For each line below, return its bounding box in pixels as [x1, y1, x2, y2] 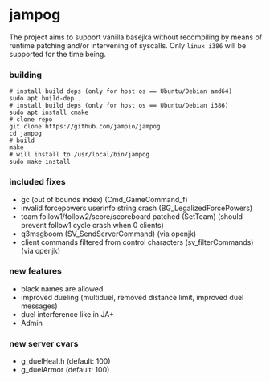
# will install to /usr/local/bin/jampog [9, 151, 150, 159]
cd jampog [9, 130, 43, 138]
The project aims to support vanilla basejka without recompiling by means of [9, 32, 263, 42]
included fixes [9, 177, 67, 188]
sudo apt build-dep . [9, 95, 82, 103]
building [9, 69, 43, 80]
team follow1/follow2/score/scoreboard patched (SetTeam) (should [20, 211, 243, 221]
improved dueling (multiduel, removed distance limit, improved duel [20, 292, 244, 302]
